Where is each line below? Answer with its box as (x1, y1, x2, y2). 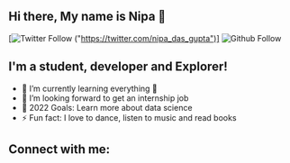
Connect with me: (8, 141, 111, 158)
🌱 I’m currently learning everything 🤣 (21, 83, 159, 94)
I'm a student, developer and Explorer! (8, 59, 229, 75)
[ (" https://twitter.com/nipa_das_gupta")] (8, 32, 220, 43)
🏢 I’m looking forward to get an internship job (21, 92, 189, 104)
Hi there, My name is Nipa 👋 (8, 9, 167, 24)
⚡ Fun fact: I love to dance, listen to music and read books (21, 112, 237, 122)
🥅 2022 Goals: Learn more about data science (21, 102, 193, 113)
